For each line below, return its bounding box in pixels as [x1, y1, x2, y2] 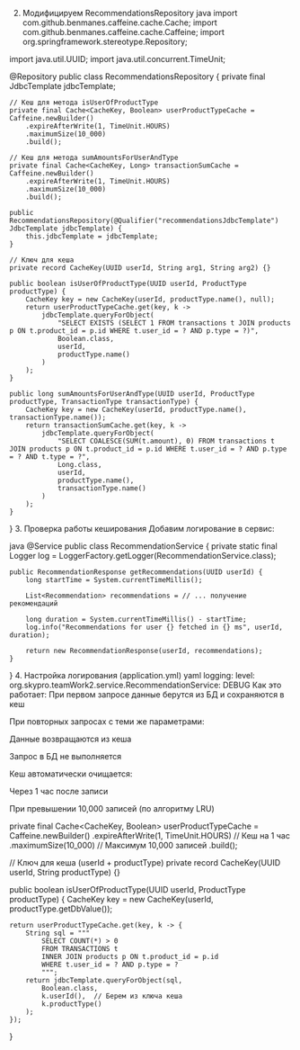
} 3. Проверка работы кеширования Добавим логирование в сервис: [9, 524, 276, 534]
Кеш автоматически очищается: [9, 768, 133, 779]
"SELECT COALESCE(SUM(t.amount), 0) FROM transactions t [57, 436, 276, 445]
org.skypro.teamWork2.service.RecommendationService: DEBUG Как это [9, 679, 282, 690]
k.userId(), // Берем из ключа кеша [41, 992, 182, 1001]
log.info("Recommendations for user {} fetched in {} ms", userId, [25, 623, 283, 632]
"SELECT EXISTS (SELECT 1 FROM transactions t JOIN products [57, 319, 292, 328]
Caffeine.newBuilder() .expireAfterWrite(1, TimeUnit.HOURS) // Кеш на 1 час [9, 830, 290, 840]
